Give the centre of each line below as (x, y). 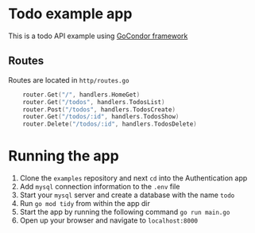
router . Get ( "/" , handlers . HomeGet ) (81, 95)
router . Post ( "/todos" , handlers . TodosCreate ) (99, 109)
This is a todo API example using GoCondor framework (98, 36)
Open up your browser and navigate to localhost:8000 (109, 220)
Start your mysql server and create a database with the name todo (127, 195)
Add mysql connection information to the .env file (100, 187)
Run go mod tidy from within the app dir (85, 204)
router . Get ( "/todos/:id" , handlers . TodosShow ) (101, 117)
